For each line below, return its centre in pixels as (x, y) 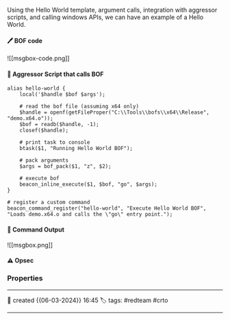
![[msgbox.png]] (30, 245)
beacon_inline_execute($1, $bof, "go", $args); (88, 184)
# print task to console (55, 143)
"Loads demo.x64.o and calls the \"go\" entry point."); (90, 214)
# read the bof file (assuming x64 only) (79, 107)
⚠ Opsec (21, 260)
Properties (25, 278)
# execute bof (39, 179)
